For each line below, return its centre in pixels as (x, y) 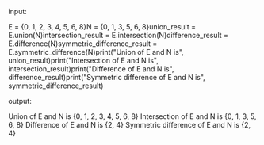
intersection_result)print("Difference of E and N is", (91, 69)
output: (20, 101)
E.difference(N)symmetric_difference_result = (83, 44)
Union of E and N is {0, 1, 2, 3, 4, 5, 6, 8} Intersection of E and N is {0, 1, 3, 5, (132, 116)
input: (18, 11)
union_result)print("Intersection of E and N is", (83, 60)
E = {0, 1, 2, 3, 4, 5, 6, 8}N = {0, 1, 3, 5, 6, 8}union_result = (102, 27)
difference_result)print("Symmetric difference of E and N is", (107, 77)
